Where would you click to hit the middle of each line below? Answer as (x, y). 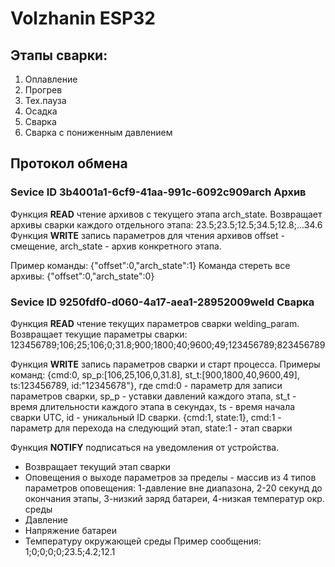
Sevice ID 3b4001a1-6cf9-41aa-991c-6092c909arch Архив (158, 192)
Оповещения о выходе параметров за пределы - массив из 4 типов (170, 477)
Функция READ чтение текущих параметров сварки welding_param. (155, 323)
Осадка (41, 111)
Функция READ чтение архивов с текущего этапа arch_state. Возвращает (166, 214)
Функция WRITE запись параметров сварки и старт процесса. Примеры (165, 364)
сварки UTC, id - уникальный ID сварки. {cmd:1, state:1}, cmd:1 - (146, 417)
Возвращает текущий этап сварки (97, 466)
